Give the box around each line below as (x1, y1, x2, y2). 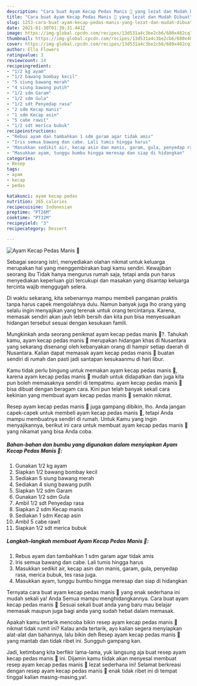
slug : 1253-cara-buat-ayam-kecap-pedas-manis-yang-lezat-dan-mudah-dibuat (6, 19, 193, 25)
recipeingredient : (6, 63, 51, 69)
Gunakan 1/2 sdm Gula (15, 493, 70, 500)
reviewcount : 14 (6, 57, 46, 63)
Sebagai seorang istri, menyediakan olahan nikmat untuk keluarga (6, 258, 165, 265)
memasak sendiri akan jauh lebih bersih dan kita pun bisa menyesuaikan (6, 313, 181, 320)
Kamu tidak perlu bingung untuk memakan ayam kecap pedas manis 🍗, (6, 367, 178, 374)
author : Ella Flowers (6, 47, 60, 53)
